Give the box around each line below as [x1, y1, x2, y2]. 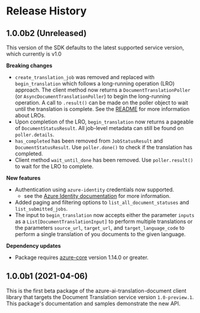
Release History [6, 4, 87, 18]
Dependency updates [6, 242, 61, 249]
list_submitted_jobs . [14, 205, 68, 212]
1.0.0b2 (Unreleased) [6, 28, 87, 38]
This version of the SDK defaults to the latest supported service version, [6, 44, 184, 51]
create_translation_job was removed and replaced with [14, 74, 154, 80]
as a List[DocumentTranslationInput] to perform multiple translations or [14, 218, 193, 225]
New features [6, 174, 41, 181]
